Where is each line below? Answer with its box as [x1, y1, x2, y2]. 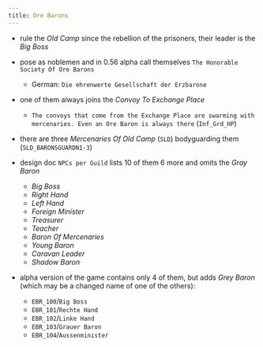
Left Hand [31, 198, 65, 208]
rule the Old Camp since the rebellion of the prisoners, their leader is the [19, 33, 256, 43]
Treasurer [31, 215, 64, 224]
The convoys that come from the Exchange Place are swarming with [31, 112, 255, 120]
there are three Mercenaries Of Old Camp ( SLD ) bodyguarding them [19, 134, 239, 143]
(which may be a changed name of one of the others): [19, 280, 196, 290]
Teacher [31, 223, 59, 233]
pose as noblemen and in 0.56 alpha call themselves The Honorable [19, 57, 239, 67]
